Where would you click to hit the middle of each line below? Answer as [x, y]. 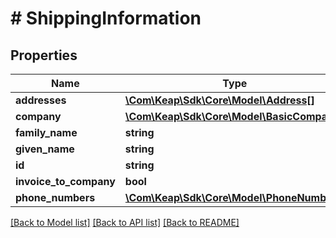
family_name [46, 132]
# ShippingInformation [106, 18]
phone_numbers [55, 197]
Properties [44, 55]
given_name [45, 149]
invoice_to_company [65, 181]
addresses [41, 100]
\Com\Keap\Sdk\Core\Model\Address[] [219, 100]
